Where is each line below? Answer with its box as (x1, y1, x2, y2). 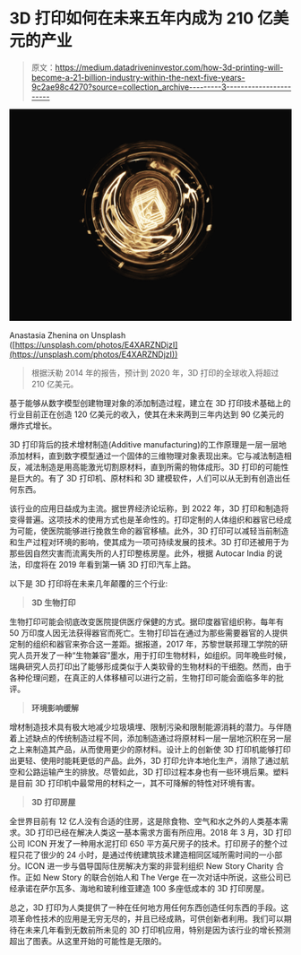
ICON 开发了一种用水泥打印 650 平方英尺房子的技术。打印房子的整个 (26, 838, 280, 848)
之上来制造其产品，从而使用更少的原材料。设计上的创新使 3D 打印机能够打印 (9, 743, 291, 754)
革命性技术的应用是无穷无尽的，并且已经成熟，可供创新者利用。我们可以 (16, 913, 284, 924)
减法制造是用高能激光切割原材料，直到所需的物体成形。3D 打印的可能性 (24, 461, 289, 472)
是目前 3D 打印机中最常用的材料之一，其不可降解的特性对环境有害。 (9, 777, 260, 788)
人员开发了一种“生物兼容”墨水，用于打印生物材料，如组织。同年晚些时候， (16, 649, 291, 660)
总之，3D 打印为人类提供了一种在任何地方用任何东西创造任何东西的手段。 (9, 902, 281, 913)
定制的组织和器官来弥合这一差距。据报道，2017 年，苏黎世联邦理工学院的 (9, 638, 280, 649)
